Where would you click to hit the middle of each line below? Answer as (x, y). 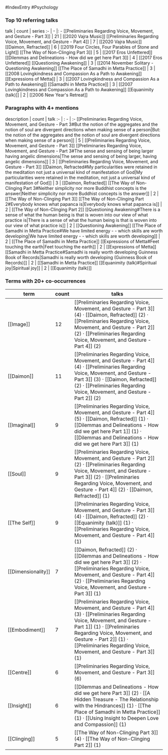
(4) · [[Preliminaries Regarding (110, 367)
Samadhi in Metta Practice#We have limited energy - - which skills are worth (84, 230)
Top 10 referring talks (32, 20)
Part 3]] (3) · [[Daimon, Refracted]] (115, 379)
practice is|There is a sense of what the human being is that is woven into (81, 220)
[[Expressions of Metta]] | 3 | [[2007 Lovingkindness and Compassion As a (82, 79)
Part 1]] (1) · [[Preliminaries (107, 627)
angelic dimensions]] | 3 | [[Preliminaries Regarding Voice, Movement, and (82, 161)
